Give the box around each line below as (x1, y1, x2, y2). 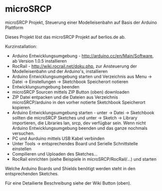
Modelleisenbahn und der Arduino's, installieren (12, 68, 108, 74)
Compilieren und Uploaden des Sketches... (12, 151, 98, 156)
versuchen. (12, 130, 35, 136)
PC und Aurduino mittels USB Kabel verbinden (12, 135, 105, 141)
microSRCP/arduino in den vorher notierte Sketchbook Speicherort (12, 99, 146, 105)
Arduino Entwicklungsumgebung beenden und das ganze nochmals (12, 125, 148, 131)
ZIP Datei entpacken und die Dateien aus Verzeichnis (12, 94, 118, 100)
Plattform (5, 24, 23, 30)
